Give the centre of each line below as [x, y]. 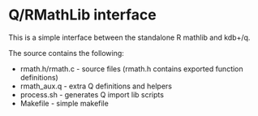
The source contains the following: [66, 53]
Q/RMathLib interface [82, 15]
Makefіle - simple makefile [64, 103]
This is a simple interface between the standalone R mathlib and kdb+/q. [129, 37]
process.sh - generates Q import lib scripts [92, 94]
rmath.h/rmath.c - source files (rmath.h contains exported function [131, 69]
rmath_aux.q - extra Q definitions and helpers [96, 86]
